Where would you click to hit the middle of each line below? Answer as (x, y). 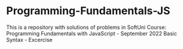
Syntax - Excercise (29, 40)
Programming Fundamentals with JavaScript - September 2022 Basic (92, 33)
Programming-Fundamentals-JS (88, 11)
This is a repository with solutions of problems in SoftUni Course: (86, 27)
